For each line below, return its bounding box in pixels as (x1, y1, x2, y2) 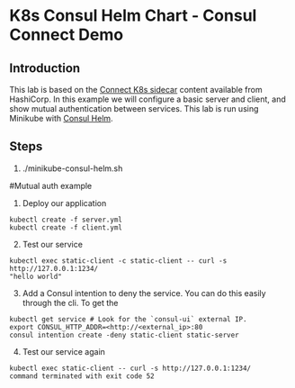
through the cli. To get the (22, 297, 119, 308)
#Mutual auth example (9, 180, 93, 191)
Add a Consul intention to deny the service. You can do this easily (22, 287, 267, 298)
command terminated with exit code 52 (9, 371, 155, 381)
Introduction (9, 60, 81, 76)
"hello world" (9, 272, 63, 281)
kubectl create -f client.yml (9, 222, 123, 232)
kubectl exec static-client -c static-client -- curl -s (9, 256, 228, 266)
